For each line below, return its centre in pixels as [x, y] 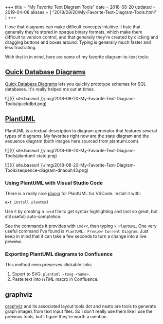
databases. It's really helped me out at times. [50, 89]
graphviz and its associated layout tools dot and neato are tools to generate [81, 306]
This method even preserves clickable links [48, 265]
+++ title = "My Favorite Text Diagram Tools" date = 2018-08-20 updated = [81, 7]
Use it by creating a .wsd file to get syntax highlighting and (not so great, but [81, 211]
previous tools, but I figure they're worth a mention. [56, 317]
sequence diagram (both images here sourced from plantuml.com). [72, 141]
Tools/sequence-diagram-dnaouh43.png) [47, 170]
